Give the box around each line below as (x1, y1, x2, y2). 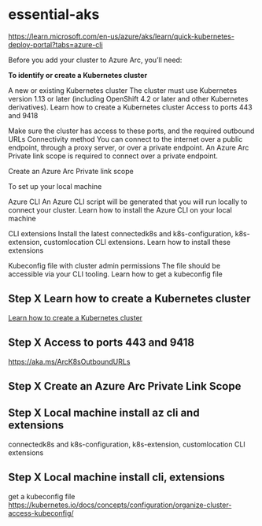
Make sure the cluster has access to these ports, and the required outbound (8, 126, 255, 135)
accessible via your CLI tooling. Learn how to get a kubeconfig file (8, 269, 223, 279)
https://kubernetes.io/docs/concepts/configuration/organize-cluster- (8, 500, 232, 509)
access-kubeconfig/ (8, 508, 74, 517)
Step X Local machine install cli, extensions (8, 471, 226, 484)
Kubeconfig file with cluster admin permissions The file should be (8, 261, 221, 270)
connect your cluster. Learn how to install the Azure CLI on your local (8, 205, 232, 214)
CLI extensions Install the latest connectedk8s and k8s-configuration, (8, 228, 234, 238)
